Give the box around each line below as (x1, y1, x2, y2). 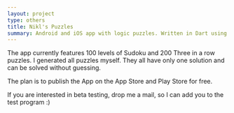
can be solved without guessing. (7, 63, 102, 72)
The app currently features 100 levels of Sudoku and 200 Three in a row (7, 49, 215, 57)
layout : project (7, 10, 55, 17)
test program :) (7, 98, 50, 107)
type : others (7, 17, 46, 24)
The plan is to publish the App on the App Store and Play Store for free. (7, 77, 213, 86)
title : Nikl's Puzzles (7, 23, 74, 30)
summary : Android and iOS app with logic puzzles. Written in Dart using (7, 29, 228, 37)
